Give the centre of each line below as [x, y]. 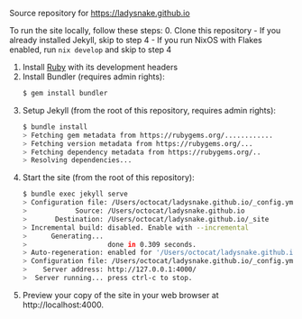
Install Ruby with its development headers [100, 67]
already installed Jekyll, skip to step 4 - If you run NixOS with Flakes [136, 40]
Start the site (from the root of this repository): [109, 178]
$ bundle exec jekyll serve [75, 194]
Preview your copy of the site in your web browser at [120, 295]
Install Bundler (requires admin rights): [93, 77]
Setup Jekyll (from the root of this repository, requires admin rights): [149, 110]
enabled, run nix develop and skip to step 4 [91, 50]
